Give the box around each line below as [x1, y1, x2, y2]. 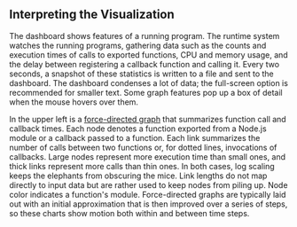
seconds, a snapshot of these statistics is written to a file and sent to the [9, 68, 274, 79]
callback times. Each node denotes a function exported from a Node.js [9, 123, 268, 134]
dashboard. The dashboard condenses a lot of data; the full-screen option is [9, 77, 288, 88]
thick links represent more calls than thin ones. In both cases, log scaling [9, 160, 275, 171]
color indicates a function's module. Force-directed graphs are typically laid [9, 189, 286, 200]
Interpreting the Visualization [9, 7, 175, 22]
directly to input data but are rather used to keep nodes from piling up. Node [9, 179, 288, 190]
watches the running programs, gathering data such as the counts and [9, 40, 267, 51]
